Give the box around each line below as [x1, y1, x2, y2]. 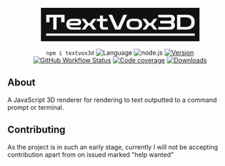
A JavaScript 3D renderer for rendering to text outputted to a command [7, 95, 217, 104]
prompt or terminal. [7, 103, 64, 111]
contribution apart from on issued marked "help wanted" [7, 150, 174, 159]
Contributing [7, 124, 66, 136]
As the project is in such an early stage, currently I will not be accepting [7, 142, 219, 151]
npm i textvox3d [46, 50, 94, 57]
